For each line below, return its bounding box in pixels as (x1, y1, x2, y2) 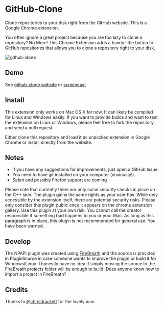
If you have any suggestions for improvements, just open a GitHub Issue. (12, 167, 159, 172)
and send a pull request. (5, 124, 54, 131)
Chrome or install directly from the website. (5, 139, 93, 145)
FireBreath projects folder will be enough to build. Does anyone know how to (5, 266, 160, 272)
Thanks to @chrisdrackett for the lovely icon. (5, 299, 96, 304)
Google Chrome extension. (5, 25, 59, 30)
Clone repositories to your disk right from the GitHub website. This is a (5, 20, 147, 26)
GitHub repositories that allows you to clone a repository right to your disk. (5, 45, 155, 51)
